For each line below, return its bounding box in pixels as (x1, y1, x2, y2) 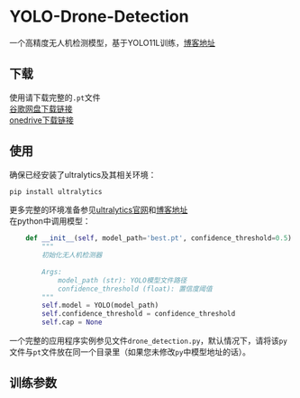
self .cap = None (41, 318, 103, 327)
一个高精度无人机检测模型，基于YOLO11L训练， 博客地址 (9, 37, 216, 48)
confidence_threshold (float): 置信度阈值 (57, 284, 214, 293)
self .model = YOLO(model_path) (41, 301, 159, 310)
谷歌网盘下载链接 (9, 103, 73, 114)
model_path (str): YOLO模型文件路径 (57, 275, 187, 285)
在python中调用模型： (9, 216, 91, 227)
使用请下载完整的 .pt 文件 (9, 92, 101, 103)
